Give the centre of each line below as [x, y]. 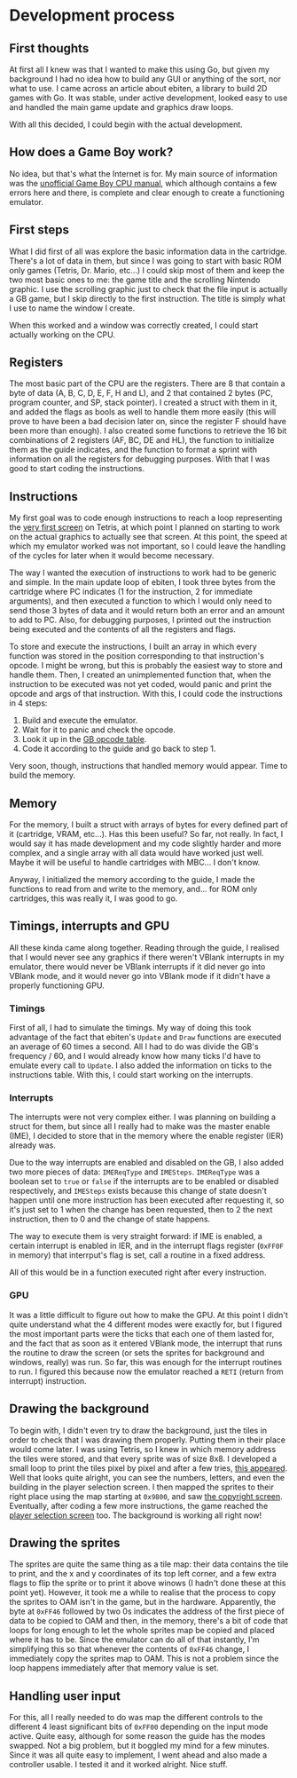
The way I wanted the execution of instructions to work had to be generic [143, 573]
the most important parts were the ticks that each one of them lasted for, [142, 1333]
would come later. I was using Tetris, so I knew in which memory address [143, 1449]
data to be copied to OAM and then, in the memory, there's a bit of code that [148, 1621]
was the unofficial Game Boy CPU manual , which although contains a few [143, 183]
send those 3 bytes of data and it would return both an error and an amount [147, 611]
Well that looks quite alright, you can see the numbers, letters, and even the [147, 1477]
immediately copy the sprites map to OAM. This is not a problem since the [144, 1659]
